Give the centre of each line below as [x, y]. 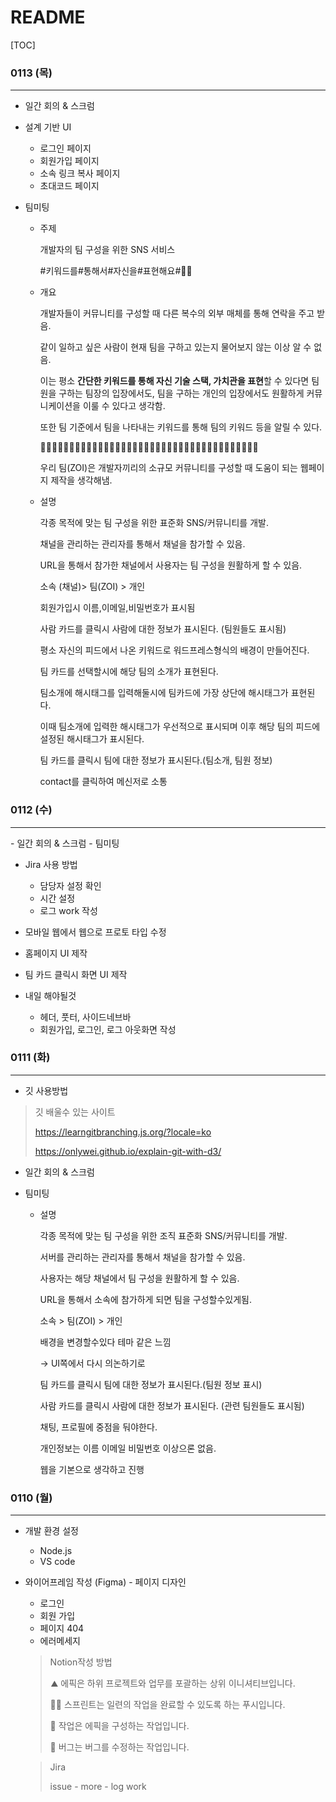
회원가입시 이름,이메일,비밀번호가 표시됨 [117, 608]
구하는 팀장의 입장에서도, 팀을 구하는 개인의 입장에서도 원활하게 [181, 393]
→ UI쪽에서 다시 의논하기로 [92, 1363]
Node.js [56, 1551]
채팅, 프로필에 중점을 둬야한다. [98, 1427]
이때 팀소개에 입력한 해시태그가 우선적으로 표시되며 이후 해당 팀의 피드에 [180, 727]
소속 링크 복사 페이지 [80, 173]
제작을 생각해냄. [81, 480]
